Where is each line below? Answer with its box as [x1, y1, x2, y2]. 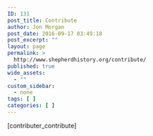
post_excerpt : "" [7, 37, 59, 44]
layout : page [7, 43, 46, 50]
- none [13, 89, 33, 96]
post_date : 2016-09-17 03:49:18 [7, 30, 102, 37]
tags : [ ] [7, 96, 37, 103]
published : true [7, 63, 55, 70]
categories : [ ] [7, 102, 55, 109]
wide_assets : [7, 69, 46, 76]
